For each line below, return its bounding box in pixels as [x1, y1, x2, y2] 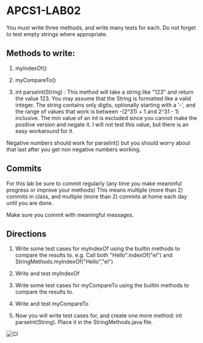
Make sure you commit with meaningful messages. [6, 211, 134, 218]
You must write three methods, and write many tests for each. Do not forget [6, 24, 196, 31]
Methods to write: [6, 48, 76, 59]
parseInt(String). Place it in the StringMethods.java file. [15, 318, 154, 326]
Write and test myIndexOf [15, 270, 80, 277]
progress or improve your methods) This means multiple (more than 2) [6, 186, 183, 194]
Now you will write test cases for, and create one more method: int [15, 312, 182, 319]
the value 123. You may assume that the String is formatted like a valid [15, 94, 191, 102]
